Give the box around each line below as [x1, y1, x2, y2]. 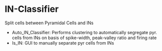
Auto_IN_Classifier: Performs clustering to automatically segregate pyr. [11, 29, 158, 35]
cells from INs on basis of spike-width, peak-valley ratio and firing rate [11, 35, 157, 41]
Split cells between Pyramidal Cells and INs [4, 20, 94, 26]
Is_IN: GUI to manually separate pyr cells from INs [11, 40, 114, 46]
